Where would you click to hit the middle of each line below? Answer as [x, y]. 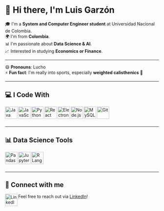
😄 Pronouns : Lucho [25, 67]
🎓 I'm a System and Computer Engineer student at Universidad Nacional [80, 23]
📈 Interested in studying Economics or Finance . [54, 51]
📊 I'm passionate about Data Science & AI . [48, 44]
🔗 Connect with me [34, 185]
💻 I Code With [27, 95]
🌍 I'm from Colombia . [27, 36]
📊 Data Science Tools [39, 140]
